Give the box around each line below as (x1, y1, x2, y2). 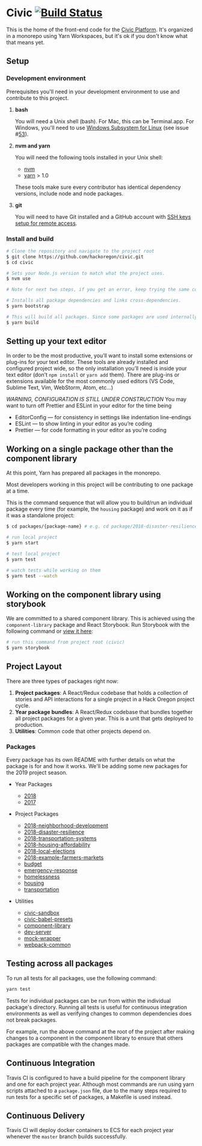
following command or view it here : (6, 627, 94, 635)
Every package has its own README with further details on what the (6, 756, 176, 763)
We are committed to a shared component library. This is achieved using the (6, 615, 195, 622)
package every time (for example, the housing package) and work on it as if (6, 505, 193, 513)
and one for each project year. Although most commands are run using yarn (6, 1080, 194, 1088)
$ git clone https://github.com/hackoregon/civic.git (6, 253, 144, 260)
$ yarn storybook (6, 645, 50, 651)
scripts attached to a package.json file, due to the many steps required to (6, 1086, 187, 1094)
